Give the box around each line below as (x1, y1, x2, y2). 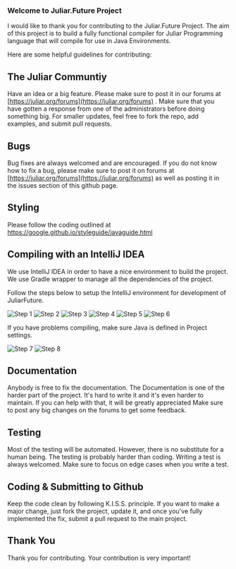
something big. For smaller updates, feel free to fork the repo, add (7, 112, 199, 121)
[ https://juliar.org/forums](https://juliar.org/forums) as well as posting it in (7, 174, 220, 182)
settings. (7, 330, 33, 339)
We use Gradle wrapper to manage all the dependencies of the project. (7, 275, 213, 283)
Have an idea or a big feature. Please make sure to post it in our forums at (7, 90, 221, 98)
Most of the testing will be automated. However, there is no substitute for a (7, 445, 224, 454)
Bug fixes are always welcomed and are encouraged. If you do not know (7, 158, 217, 167)
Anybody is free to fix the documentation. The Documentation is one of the (7, 383, 225, 392)
